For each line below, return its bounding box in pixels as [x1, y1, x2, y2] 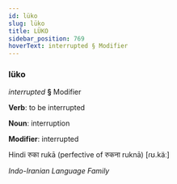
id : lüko [8, 11, 38, 20]
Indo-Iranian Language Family [8, 166, 110, 176]
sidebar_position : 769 [8, 34, 85, 43]
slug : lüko [8, 19, 45, 28]
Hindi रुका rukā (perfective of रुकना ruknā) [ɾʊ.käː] [8, 150, 170, 160]
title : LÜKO [8, 27, 48, 35]
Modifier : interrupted [8, 135, 79, 144]
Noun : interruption [8, 118, 70, 128]
